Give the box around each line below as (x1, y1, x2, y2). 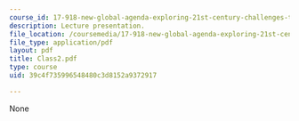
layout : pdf (9, 46, 53, 55)
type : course (9, 63, 58, 72)
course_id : (9, 12, 50, 22)
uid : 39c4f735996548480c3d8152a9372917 (9, 71, 158, 80)
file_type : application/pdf (9, 37, 114, 47)
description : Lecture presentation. (9, 21, 145, 30)
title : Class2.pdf (9, 54, 77, 63)
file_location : (9, 29, 66, 38)
